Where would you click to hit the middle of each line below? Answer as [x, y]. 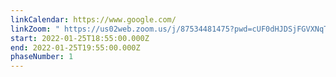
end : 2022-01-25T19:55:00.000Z [75, 47]
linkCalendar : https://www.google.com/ [93, 19]
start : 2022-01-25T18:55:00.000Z [80, 38]
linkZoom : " [35, 29]
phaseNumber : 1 [42, 57]
